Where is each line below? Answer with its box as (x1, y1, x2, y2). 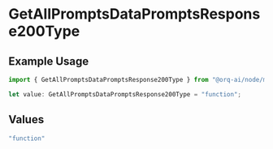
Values (8, 113, 45, 126)
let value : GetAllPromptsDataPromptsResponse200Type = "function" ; (8, 90, 242, 98)
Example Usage (8, 54, 89, 68)
